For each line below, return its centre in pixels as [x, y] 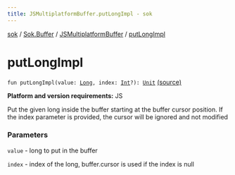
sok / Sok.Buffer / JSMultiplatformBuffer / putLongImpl [86, 34]
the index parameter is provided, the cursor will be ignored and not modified [118, 116]
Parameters [27, 135]
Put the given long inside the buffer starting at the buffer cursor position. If [115, 109]
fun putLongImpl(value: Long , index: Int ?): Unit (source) [94, 82]
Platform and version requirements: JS [65, 95]
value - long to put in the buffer [53, 150]
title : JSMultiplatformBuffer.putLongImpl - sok [80, 14]
